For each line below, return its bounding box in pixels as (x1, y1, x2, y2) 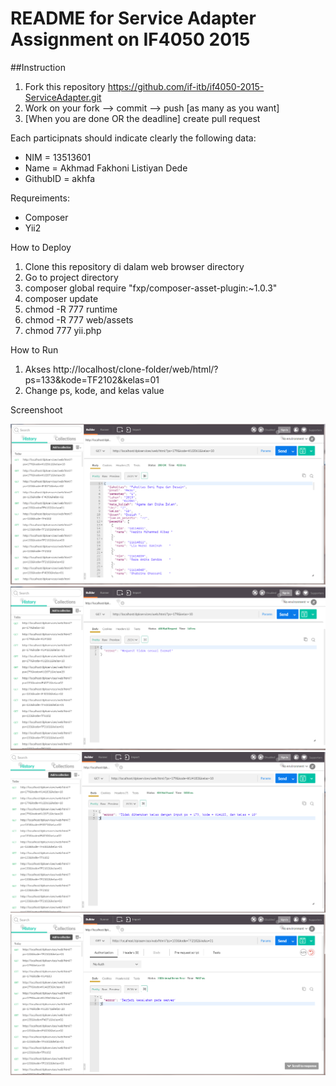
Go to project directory (24, 271, 119, 283)
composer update (24, 292, 99, 304)
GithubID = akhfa (24, 172, 95, 184)
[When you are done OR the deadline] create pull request (24, 112, 261, 124)
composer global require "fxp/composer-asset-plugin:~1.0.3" (24, 282, 278, 294)
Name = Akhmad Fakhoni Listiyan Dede (24, 162, 188, 174)
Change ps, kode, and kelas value (24, 384, 165, 396)
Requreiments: (10, 192, 70, 204)
